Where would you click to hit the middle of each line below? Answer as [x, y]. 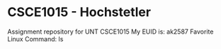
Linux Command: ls [35, 38]
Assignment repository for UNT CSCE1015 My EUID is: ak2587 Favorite [110, 31]
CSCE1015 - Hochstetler [79, 12]
